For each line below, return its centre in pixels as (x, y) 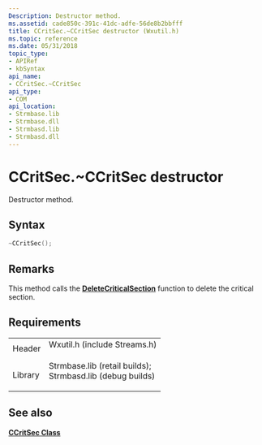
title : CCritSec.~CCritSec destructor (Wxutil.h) (94, 31)
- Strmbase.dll (34, 122)
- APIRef (23, 62)
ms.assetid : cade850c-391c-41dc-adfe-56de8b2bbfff (96, 24)
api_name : (25, 76)
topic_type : (28, 54)
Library (26, 374)
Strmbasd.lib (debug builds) (102, 376)
